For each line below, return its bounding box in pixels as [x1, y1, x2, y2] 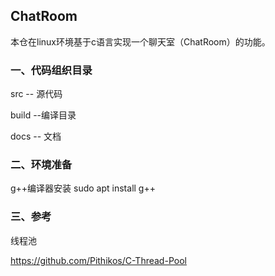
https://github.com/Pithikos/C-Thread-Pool [10, 254, 187, 266]
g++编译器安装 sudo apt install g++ [10, 182, 156, 194]
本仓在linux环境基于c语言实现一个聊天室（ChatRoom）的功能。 [10, 35, 271, 48]
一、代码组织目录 [10, 63, 93, 77]
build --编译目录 [10, 109, 77, 121]
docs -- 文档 [10, 130, 62, 143]
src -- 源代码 [10, 88, 63, 100]
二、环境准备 [10, 158, 73, 172]
